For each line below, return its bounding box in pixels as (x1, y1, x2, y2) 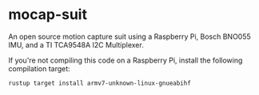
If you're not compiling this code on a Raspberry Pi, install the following (8, 55, 243, 65)
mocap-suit (8, 6, 88, 24)
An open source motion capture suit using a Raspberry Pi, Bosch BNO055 (8, 32, 252, 41)
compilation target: (8, 63, 70, 73)
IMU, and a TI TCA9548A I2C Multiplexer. (8, 40, 144, 49)
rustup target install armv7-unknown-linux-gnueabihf (8, 79, 192, 87)
